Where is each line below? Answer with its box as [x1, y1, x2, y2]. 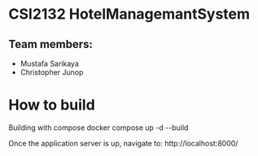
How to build [8, 96, 95, 115]
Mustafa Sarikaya [20, 58, 80, 68]
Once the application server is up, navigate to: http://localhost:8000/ [8, 138, 238, 148]
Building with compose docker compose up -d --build [8, 123, 189, 132]
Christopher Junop [20, 67, 84, 77]
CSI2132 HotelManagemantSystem [8, 5, 251, 24]
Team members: [8, 37, 94, 51]
